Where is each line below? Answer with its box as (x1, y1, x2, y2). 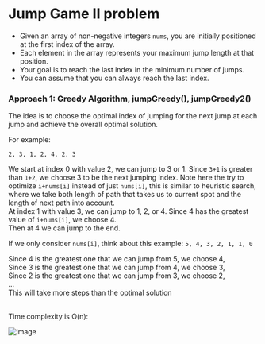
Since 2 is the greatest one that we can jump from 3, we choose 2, (8, 271, 225, 280)
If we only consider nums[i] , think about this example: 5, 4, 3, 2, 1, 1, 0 (8, 239, 253, 249)
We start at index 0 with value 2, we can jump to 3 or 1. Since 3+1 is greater (8, 164, 253, 174)
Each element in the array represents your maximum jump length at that (19, 48, 255, 57)
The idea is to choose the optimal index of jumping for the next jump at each (8, 111, 258, 121)
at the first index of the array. (19, 39, 115, 48)
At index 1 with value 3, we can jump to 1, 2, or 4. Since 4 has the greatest (8, 207, 249, 216)
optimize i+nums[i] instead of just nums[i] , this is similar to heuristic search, (8, 181, 256, 191)
